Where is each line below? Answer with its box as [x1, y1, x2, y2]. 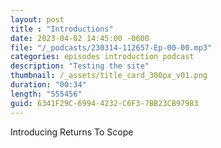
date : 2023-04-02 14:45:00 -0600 [10, 33, 150, 43]
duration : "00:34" [10, 80, 87, 90]
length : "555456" [10, 89, 83, 99]
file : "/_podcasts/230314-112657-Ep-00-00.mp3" [10, 42, 213, 53]
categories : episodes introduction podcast [10, 52, 195, 62]
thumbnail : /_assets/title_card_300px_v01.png [10, 71, 208, 81]
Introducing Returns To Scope [10, 126, 134, 138]
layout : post [10, 14, 65, 25]
